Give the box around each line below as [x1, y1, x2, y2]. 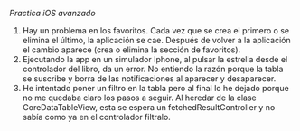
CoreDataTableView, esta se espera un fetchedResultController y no [22, 102, 276, 112]
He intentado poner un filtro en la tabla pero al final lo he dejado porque [22, 83, 289, 93]
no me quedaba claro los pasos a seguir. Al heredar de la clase [22, 92, 258, 103]
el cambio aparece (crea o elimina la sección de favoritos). [22, 44, 241, 55]
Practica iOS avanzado [9, 8, 97, 18]
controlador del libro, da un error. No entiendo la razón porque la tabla [22, 63, 284, 74]
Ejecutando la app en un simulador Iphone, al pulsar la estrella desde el [22, 54, 288, 64]
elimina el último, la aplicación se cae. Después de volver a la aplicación [22, 35, 291, 45]
